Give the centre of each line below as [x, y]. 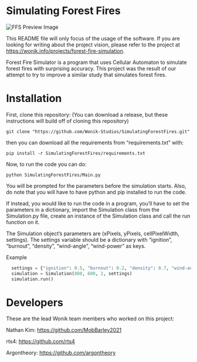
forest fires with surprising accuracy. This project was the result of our [91, 68]
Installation [34, 99]
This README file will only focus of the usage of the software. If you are [93, 38]
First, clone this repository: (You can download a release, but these [87, 114]
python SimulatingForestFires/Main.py [53, 175]
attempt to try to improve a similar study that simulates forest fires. [86, 75]
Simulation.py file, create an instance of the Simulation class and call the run [98, 216]
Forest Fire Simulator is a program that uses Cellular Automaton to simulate [96, 62]
